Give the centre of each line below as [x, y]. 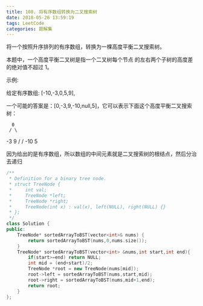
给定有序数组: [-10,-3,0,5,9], [41, 93]
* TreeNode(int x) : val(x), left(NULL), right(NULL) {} [87, 207]
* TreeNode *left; [37, 195]
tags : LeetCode [25, 23]
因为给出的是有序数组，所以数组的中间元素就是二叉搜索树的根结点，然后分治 [101, 154]
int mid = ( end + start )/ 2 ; [61, 263]
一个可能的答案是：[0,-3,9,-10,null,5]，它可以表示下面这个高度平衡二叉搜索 [99, 106]
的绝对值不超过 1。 [29, 67]
